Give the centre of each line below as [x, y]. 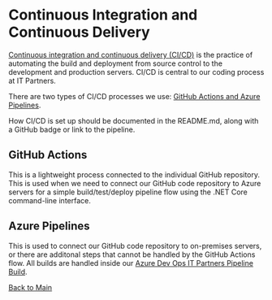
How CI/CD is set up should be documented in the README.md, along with [134, 120]
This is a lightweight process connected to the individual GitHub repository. [134, 174]
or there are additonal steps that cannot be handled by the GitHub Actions [132, 254]
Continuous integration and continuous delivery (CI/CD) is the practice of [131, 54]
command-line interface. [50, 200]
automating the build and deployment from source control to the [116, 63]
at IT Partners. [32, 80]
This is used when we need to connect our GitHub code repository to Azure [135, 183]
